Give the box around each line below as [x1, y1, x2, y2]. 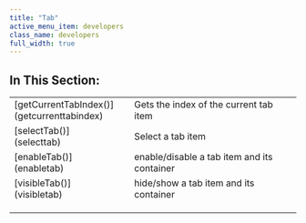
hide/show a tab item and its [134, 177, 255, 189]
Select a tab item [134, 130, 207, 143]
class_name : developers [9, 30, 100, 39]
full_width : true [9, 38, 76, 48]
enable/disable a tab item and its [134, 151, 273, 164]
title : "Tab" [9, 13, 59, 23]
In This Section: [9, 72, 100, 87]
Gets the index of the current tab [134, 98, 273, 111]
